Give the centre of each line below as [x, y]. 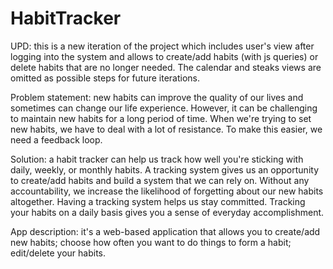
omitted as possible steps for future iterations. [105, 78]
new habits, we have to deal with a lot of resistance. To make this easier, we [166, 129]
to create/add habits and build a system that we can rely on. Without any [160, 180]
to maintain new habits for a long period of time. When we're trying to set [161, 118]
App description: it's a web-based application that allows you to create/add [165, 231]
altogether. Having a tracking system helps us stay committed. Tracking [158, 201]
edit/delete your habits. [58, 253]
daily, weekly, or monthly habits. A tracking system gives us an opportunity [164, 169]
